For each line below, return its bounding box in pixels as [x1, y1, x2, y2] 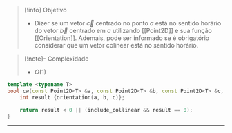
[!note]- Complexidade [23, 54, 89, 63]
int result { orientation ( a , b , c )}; [19, 94, 126, 101]
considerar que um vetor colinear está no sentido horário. [34, 41, 199, 49]
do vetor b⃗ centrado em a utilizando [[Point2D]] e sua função [34, 27, 212, 34]
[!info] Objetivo [23, 6, 67, 14]
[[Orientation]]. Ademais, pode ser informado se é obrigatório [34, 34, 209, 42]
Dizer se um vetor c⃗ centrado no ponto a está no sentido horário [34, 19, 222, 27]
